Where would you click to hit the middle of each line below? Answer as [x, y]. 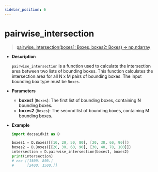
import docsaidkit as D [36, 134]
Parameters [24, 91]
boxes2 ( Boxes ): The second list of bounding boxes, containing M [84, 110]
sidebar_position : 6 [25, 9]
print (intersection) [32, 156]
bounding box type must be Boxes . [46, 81]
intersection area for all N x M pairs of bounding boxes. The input [77, 76]
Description [24, 56]
